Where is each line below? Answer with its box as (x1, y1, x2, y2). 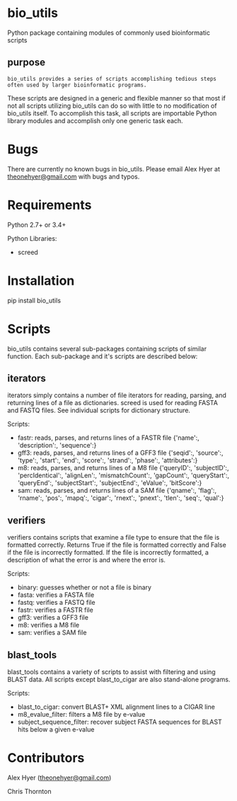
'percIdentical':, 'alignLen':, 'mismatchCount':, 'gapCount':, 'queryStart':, (17, 471, 230, 479)
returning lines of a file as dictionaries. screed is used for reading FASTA (7, 399, 218, 407)
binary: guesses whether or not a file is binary (17, 583, 152, 592)
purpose (7, 57, 46, 69)
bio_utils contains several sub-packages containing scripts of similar (7, 344, 207, 353)
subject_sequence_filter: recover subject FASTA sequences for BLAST (17, 717, 222, 726)
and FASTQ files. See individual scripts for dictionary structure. (7, 406, 191, 415)
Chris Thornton (7, 787, 52, 795)
